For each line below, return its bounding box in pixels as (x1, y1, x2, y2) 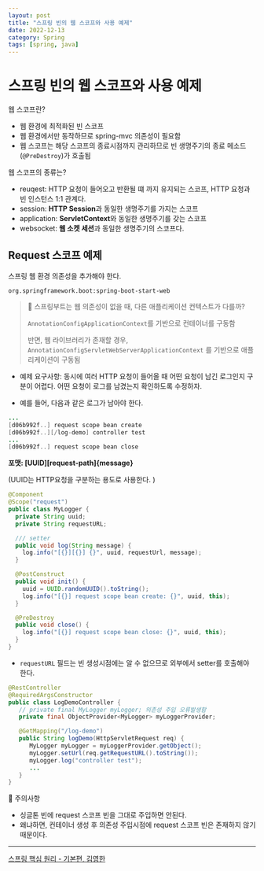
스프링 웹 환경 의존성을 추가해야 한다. (8, 271, 122, 280)
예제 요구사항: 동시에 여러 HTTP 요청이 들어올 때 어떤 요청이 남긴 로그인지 (19, 371, 246, 381)
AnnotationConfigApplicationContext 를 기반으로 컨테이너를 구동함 (27, 318, 236, 327)
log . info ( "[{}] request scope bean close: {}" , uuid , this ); (22, 629, 226, 637)
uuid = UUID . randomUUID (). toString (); (22, 585, 149, 592)
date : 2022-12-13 (8, 26, 65, 34)
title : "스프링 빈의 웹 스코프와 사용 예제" (8, 19, 134, 27)
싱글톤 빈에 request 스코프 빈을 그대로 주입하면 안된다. (19, 810, 187, 820)
